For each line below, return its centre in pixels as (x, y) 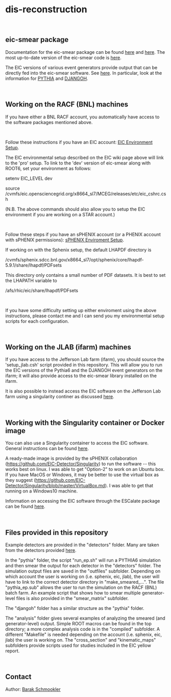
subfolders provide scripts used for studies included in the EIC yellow (78, 645)
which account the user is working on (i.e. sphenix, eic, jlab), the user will (82, 577)
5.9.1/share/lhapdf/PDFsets (34, 265)
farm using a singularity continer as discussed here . (60, 397)
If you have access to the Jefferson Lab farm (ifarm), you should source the (85, 359)
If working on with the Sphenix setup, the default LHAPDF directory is (78, 250)
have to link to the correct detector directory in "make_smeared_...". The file (85, 582)
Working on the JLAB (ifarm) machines (68, 347)
